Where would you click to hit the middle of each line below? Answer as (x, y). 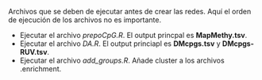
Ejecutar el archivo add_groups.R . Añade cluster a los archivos (122, 60)
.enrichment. (40, 69)
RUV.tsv (33, 52)
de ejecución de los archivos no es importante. (85, 20)
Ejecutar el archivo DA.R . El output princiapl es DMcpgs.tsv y (120, 44)
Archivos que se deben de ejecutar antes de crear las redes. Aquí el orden (130, 11)
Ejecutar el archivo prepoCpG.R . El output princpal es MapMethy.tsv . (133, 35)
